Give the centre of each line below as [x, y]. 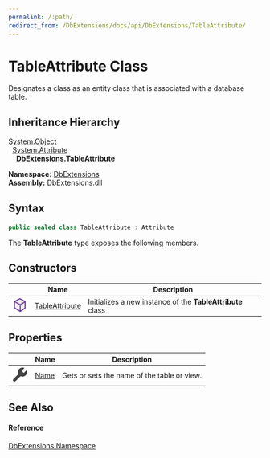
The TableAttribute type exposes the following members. [104, 243]
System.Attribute [40, 150]
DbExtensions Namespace [52, 445]
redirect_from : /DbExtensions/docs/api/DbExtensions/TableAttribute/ [127, 25]
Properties [35, 337]
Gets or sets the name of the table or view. [132, 375]
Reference [26, 428]
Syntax [27, 208]
